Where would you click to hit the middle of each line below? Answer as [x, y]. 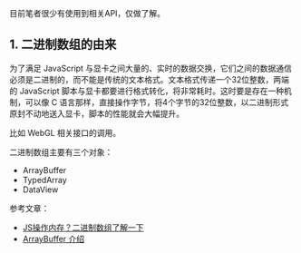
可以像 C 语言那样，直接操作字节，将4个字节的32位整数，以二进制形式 [157, 102]
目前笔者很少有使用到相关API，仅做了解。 [87, 13]
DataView [40, 190]
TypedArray [45, 180]
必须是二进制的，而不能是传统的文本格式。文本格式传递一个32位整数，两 [146, 79]
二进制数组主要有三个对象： [61, 151]
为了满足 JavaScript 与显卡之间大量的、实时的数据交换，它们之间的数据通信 [151, 68]
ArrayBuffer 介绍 [53, 238]
